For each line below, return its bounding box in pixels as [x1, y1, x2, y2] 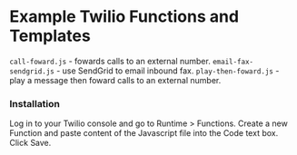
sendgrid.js [9, 66, 54, 76]
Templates [9, 25, 91, 46]
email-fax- [212, 57, 254, 66]
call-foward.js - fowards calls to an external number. [9, 55, 211, 66]
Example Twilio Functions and [9, 6, 239, 27]
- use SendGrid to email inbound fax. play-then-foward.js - [55, 65, 280, 76]
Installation [9, 97, 61, 110]
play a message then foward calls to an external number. [9, 74, 222, 85]
